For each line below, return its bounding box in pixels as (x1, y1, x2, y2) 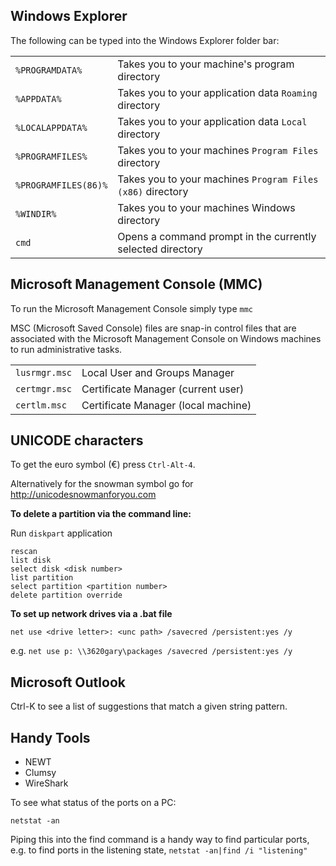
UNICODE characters (10, 432, 144, 449)
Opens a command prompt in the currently (117, 229, 317, 243)
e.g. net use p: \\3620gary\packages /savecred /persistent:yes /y (10, 645, 293, 657)
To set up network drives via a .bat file (10, 608, 173, 620)
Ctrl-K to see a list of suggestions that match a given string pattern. (10, 700, 288, 713)
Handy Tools (10, 729, 91, 746)
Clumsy (24, 767, 57, 779)
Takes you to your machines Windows (117, 200, 296, 214)
